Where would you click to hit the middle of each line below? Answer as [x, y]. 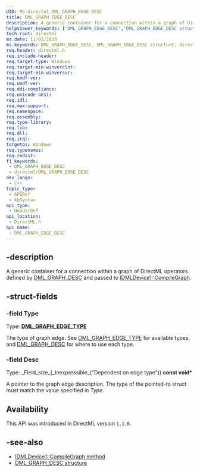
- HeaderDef [24, 211]
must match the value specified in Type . [55, 390]
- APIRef [20, 194]
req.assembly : [24, 117]
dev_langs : [20, 178]
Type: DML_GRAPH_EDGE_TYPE [46, 326]
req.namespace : [25, 111]
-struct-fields [32, 296]
